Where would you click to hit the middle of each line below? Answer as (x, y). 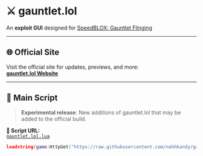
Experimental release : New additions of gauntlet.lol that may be (101, 112)
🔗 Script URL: (23, 130)
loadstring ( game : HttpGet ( (39, 147)
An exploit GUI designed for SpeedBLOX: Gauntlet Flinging (79, 28)
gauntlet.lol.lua (28, 136)
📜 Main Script (32, 98)
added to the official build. (53, 119)
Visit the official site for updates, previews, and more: (72, 67)
